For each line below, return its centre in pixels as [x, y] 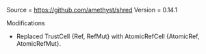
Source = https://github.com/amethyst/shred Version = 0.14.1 [92, 10]
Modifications [26, 23]
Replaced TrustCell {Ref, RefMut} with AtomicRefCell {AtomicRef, [108, 36]
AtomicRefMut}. [39, 43]
